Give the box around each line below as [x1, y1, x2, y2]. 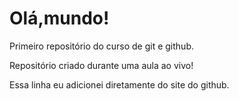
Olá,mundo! [9, 7, 110, 30]
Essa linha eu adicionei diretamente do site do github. [9, 78, 230, 91]
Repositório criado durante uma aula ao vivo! [9, 59, 194, 71]
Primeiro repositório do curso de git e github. [9, 40, 194, 52]
